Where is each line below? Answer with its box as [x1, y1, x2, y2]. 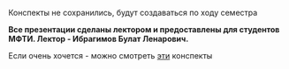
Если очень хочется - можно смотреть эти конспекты [8, 51, 213, 60]
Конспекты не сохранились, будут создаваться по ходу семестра [8, 8, 258, 17]
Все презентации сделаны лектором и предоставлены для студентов [8, 24, 280, 34]
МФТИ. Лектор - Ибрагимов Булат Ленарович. [8, 34, 189, 44]
